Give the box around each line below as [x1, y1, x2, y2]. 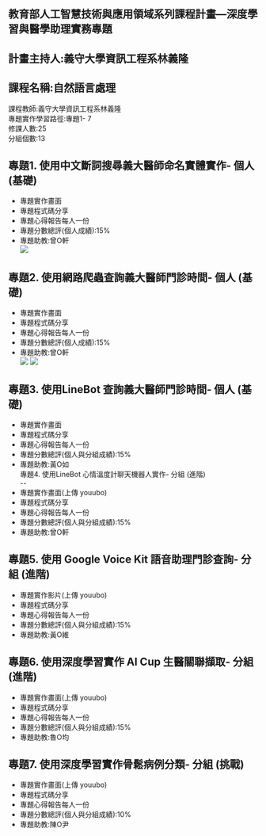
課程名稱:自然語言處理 [8, 82, 116, 95]
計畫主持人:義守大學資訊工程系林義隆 [8, 52, 189, 65]
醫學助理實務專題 [28, 22, 112, 36]
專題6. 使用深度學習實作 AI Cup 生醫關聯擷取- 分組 [8, 655, 254, 669]
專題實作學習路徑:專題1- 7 [8, 113, 93, 123]
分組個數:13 [8, 133, 46, 143]
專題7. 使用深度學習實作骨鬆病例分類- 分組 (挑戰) [8, 758, 245, 771]
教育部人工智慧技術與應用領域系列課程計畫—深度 [8, 7, 248, 21]
